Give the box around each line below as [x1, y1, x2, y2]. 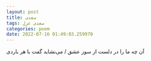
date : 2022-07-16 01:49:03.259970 [6, 31, 94, 37]
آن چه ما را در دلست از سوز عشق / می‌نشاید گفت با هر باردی [6, 48, 145, 55]
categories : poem [6, 25, 50, 32]
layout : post [6, 8, 39, 15]
